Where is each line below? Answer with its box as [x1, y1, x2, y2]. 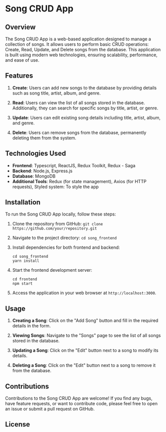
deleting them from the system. [12, 135, 77, 141]
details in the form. [12, 323, 51, 329]
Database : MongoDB [12, 173, 56, 179]
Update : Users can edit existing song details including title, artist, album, [12, 114, 161, 120]
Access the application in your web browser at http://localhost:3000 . [12, 290, 157, 296]
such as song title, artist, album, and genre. [12, 90, 101, 96]
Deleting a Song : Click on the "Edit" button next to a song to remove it [12, 362, 156, 368]
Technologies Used [5, 149, 66, 158]
